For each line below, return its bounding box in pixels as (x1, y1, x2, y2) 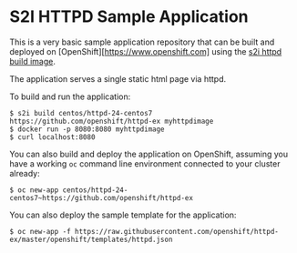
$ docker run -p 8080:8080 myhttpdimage (9, 125, 166, 134)
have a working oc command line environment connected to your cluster (9, 157, 281, 169)
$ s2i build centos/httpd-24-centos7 (9, 108, 153, 117)
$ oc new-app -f (9, 227, 71, 236)
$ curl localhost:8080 (9, 132, 96, 142)
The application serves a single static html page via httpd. (9, 73, 227, 84)
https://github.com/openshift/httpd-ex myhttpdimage (9, 116, 214, 126)
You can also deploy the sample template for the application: (9, 209, 237, 220)
